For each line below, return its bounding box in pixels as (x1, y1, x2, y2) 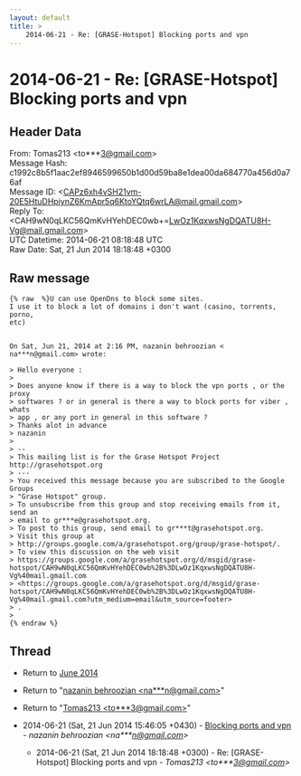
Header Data (9, 124, 82, 139)
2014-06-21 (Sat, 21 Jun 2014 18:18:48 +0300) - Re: (35, 747, 230, 758)
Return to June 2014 (22, 667, 99, 678)
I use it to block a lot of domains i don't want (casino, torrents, (9, 302, 277, 312)
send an (9, 508, 39, 517)
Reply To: (9, 205, 45, 217)
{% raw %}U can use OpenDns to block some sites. (9, 295, 204, 304)
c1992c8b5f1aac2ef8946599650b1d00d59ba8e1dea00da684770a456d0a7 (9, 167, 291, 178)
